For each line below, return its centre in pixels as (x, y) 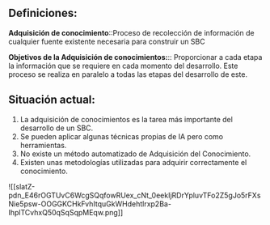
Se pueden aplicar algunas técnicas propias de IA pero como (122, 136)
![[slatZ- (22, 186)
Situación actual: (52, 100)
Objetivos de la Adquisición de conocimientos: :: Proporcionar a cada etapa (135, 57)
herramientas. (43, 145)
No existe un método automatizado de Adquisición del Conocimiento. (135, 154)
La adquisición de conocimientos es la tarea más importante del (126, 119)
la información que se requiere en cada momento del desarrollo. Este (123, 66)
